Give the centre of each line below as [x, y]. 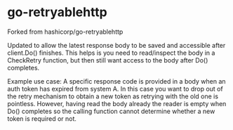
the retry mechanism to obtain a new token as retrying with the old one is [113, 96]
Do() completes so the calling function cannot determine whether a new [111, 111]
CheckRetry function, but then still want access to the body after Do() [108, 60]
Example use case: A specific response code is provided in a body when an [116, 81]
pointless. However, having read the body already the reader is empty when [117, 103]
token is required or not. [42, 118]
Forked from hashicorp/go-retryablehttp [65, 32]
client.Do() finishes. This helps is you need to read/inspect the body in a [111, 53]
